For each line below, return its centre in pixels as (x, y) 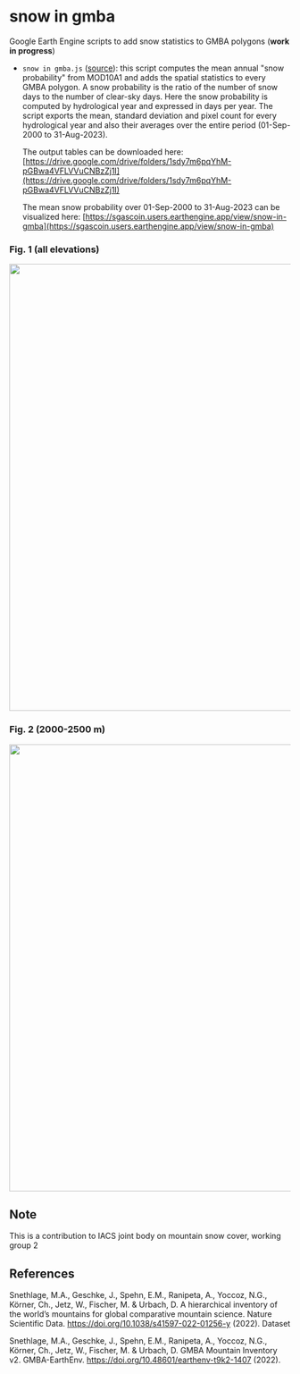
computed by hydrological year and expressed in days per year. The (148, 105)
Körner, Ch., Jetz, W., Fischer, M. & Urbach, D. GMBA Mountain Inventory (144, 1351)
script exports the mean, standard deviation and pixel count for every (149, 115)
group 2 (24, 1245)
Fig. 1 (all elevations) (54, 249)
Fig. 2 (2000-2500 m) (57, 729)
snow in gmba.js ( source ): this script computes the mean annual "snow (153, 68)
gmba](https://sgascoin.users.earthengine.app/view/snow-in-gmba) (148, 226)
